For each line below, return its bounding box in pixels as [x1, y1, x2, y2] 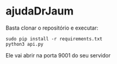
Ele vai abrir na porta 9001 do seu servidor [5, 51, 111, 59]
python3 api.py [5, 41, 44, 47]
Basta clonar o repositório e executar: [5, 24, 98, 31]
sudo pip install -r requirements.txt [5, 36, 103, 42]
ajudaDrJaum [5, 4, 74, 18]
